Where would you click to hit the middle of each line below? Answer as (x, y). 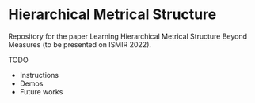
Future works (41, 91)
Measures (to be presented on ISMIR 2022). (80, 44)
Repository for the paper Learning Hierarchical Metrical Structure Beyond (128, 36)
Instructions (39, 75)
